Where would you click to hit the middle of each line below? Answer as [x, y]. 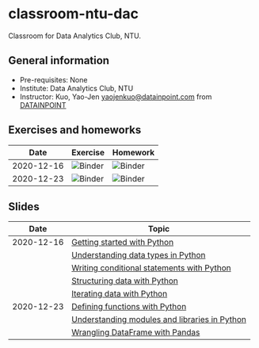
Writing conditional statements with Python [151, 268]
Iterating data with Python [119, 294]
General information [59, 61]
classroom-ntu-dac [73, 14]
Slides [24, 207]
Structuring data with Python [124, 281]
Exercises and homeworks [75, 130]
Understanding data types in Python [138, 255]
